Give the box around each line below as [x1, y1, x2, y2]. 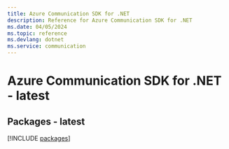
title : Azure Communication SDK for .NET [7, 10, 130, 17]
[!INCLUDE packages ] [7, 134, 71, 142]
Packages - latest [7, 115, 85, 127]
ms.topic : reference [7, 29, 68, 37]
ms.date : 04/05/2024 [7, 23, 68, 30]
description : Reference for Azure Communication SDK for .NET [7, 17, 193, 24]
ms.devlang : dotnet [7, 36, 64, 43]
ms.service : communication [7, 43, 86, 50]
